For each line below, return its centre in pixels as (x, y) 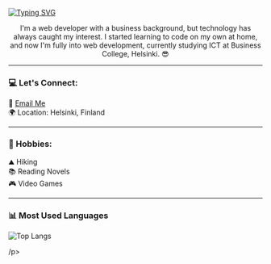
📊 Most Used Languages (58, 216)
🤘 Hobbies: (30, 144)
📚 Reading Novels (39, 171)
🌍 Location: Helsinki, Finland (57, 112)
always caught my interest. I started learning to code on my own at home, (135, 37)
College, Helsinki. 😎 (135, 54)
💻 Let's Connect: (43, 82)
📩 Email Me (27, 103)
